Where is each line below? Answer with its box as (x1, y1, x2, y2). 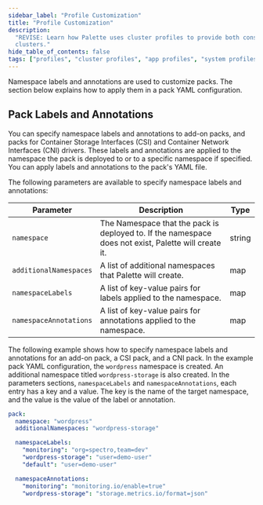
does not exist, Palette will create (99, 237, 222, 248)
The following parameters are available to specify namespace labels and (8, 177, 242, 187)
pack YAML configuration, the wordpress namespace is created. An (8, 361, 224, 371)
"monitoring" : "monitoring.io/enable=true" (22, 482, 167, 490)
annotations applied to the (99, 315, 196, 326)
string (229, 232, 251, 243)
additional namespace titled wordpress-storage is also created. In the (8, 370, 230, 379)
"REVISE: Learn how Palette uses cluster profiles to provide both (15, 33, 240, 42)
